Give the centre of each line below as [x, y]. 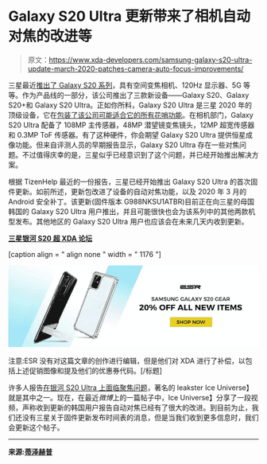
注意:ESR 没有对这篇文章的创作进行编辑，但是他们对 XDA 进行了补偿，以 [127, 361]
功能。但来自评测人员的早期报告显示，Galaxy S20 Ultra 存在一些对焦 [127, 145]
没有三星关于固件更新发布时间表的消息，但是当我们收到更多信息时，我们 [140, 417]
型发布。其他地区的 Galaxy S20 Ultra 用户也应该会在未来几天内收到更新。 [128, 221]
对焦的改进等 [50, 36]
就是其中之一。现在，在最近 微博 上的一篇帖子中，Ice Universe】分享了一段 [130, 397]
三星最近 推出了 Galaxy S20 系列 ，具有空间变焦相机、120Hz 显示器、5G [125, 85]
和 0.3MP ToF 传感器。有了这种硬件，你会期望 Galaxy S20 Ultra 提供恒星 [127, 135]
